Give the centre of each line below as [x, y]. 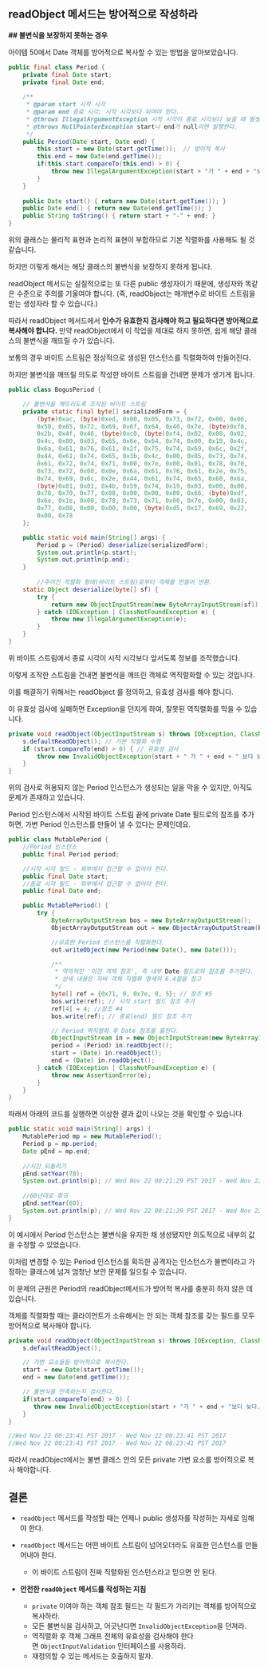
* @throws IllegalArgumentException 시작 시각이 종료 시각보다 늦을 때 [136, 119]
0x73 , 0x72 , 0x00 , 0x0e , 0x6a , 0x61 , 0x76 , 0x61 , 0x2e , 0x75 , [142, 471]
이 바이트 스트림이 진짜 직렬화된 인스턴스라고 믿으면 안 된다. [124, 1572]
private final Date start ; [67, 74]
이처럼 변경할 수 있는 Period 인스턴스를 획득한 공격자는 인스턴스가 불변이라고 [128, 1261]
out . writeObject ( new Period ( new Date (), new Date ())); [144, 950]
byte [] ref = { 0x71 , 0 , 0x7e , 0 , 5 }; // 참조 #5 [132, 994]
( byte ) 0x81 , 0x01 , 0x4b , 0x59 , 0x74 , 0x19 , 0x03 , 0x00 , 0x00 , [142, 486]
